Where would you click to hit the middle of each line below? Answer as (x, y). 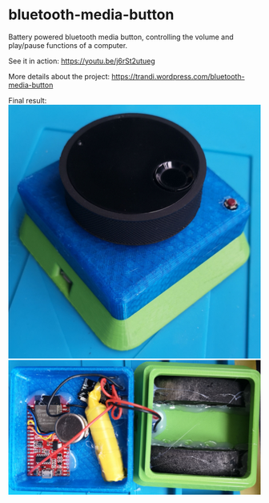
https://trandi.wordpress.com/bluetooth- (179, 76)
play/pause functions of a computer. (68, 45)
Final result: (28, 100)
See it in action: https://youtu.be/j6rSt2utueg (82, 61)
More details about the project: (59, 76)
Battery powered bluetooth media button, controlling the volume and (121, 37)
